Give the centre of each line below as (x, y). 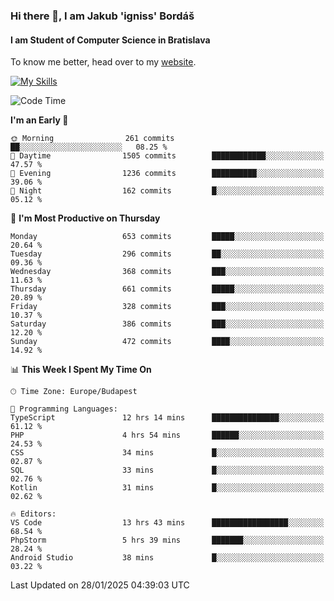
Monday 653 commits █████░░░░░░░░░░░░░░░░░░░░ (167, 237)
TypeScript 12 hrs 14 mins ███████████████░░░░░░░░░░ (167, 418)
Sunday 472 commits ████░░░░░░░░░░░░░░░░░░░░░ (167, 342)
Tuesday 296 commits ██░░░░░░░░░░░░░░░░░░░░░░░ (167, 254)
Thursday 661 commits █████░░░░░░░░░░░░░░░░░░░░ (167, 289)
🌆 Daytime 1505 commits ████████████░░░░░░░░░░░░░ (167, 156)
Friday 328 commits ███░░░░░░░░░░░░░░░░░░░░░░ (167, 307)
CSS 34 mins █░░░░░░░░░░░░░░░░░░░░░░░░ (167, 453)
